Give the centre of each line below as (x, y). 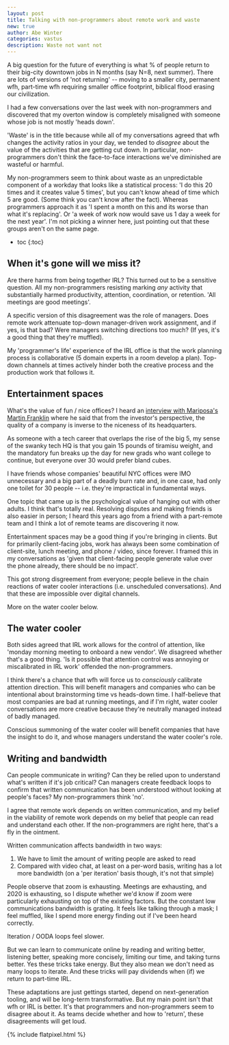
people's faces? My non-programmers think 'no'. (76, 797)
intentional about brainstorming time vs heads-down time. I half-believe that (114, 694)
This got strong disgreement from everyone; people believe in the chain (108, 579)
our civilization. (28, 94)
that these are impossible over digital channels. (73, 594)
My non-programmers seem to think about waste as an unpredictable (105, 178)
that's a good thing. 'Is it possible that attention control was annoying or (108, 659)
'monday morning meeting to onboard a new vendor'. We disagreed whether (114, 652)
